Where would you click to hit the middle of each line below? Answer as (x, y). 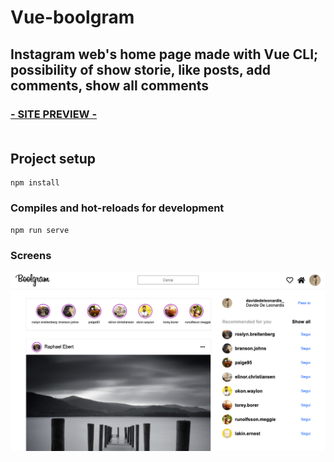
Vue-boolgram (72, 17)
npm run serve (40, 230)
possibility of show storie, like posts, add (140, 69)
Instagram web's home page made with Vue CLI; (164, 54)
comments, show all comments (110, 85)
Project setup (53, 158)
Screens (31, 255)
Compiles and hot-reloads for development (117, 208)
